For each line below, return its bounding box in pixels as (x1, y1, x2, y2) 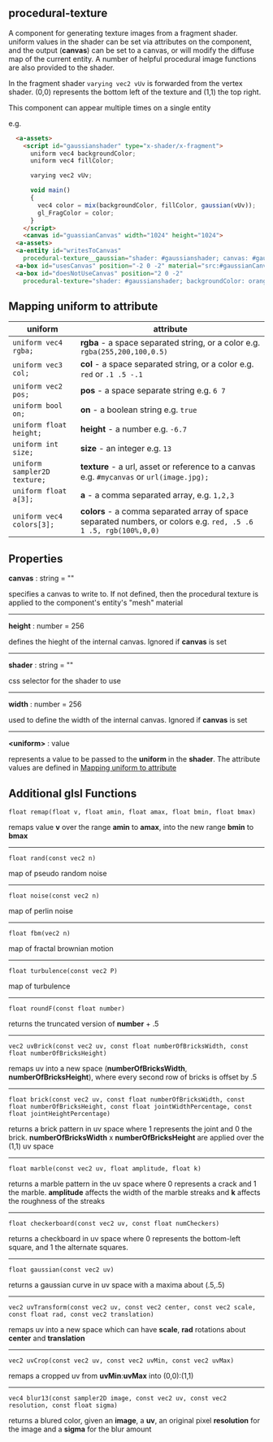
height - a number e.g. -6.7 (80, 423, 187, 435)
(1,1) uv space (8, 1141, 54, 1151)
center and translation (8, 1333, 85, 1343)
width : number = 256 (8, 699, 82, 710)
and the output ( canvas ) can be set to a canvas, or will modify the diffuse (8, 45, 254, 55)
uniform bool (12, 402, 63, 410)
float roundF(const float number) (8, 1005, 126, 1013)
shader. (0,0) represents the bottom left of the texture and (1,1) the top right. (8, 87, 262, 97)
